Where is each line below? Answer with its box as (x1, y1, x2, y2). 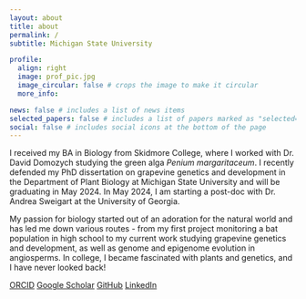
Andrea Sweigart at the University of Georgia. (9, 196, 180, 207)
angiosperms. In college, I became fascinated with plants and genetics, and (9, 253, 293, 263)
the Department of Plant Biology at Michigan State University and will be (9, 177, 280, 188)
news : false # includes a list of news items (9, 106, 185, 115)
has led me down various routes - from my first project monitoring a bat (9, 223, 278, 234)
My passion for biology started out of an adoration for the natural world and (9, 213, 293, 224)
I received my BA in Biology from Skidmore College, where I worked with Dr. (9, 148, 294, 159)
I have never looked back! (9, 262, 107, 273)
